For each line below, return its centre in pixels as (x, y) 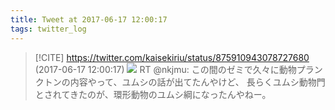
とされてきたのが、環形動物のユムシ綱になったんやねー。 (153, 94)
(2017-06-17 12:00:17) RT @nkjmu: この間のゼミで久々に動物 (165, 69)
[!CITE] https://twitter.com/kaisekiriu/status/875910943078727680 (172, 57)
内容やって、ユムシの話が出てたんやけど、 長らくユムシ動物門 (197, 82)
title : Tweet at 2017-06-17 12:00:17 (89, 19)
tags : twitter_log (48, 29)
